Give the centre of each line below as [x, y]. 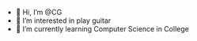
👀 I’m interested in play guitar [63, 20]
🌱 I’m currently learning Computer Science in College [102, 29]
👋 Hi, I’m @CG [39, 12]
